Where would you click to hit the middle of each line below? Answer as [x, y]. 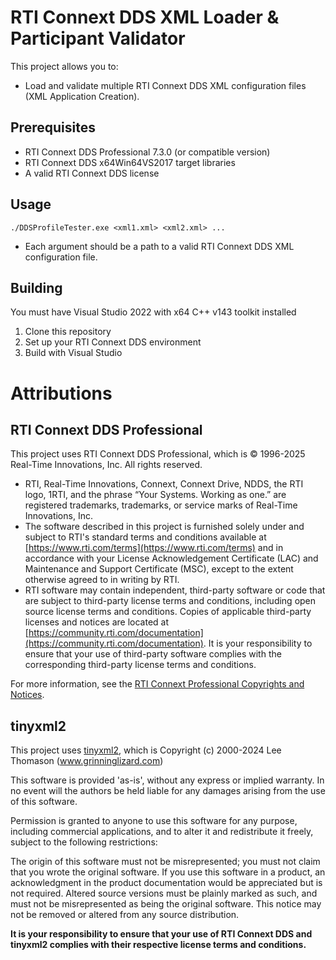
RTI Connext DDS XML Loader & [145, 17]
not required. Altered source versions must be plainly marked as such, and [164, 893]
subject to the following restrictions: [84, 842]
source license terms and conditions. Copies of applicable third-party [168, 612]
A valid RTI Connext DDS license [92, 173]
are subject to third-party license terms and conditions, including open [170, 601]
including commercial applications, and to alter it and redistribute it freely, [162, 832]
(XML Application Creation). [82, 96]
